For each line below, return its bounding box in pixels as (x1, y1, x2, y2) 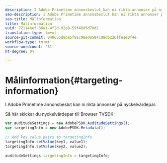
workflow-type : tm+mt (5, 40, 50, 45)
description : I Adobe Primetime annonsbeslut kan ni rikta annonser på (5, 7, 157, 12)
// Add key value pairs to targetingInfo (5, 135, 92, 140)
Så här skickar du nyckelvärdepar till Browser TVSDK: (5, 111, 115, 117)
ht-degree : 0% (5, 49, 35, 54)
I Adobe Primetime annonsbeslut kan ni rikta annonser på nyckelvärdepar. (5, 101, 157, 107)
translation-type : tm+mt (5, 30, 57, 35)
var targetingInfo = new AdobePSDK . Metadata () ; (5, 125, 106, 131)
